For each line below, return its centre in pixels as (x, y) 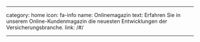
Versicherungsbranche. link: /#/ (45, 27)
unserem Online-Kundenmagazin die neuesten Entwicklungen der (87, 21)
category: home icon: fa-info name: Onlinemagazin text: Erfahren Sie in (93, 15)
